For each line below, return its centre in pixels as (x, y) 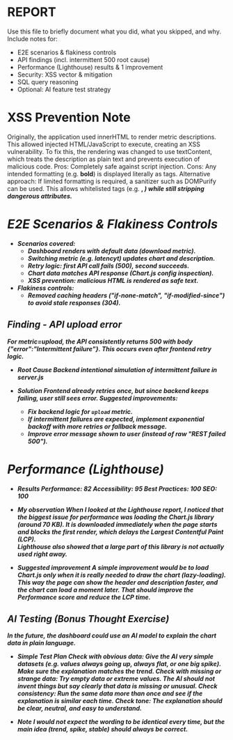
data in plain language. (42, 643)
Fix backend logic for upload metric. (80, 411)
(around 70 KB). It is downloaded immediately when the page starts (117, 524)
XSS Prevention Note (69, 117)
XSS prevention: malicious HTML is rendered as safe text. (113, 280)
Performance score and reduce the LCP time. (84, 597)
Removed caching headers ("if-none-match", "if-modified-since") (126, 295)
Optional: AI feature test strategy (64, 89)
